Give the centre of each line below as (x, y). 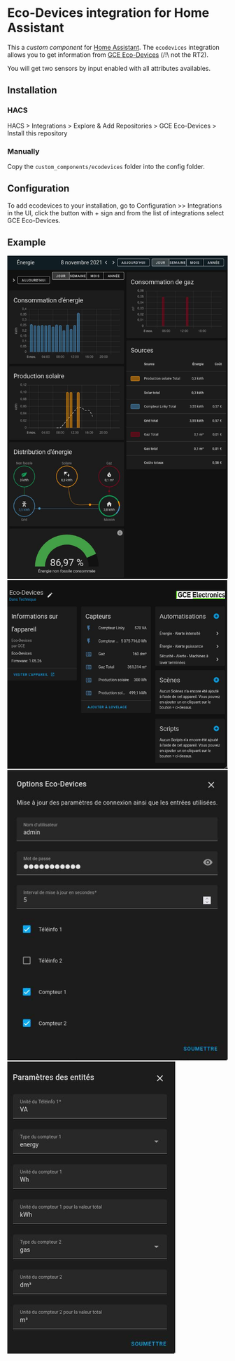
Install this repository (37, 133)
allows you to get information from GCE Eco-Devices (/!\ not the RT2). (108, 55)
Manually (23, 151)
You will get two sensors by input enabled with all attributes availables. (109, 68)
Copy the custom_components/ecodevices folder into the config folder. (106, 166)
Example (27, 242)
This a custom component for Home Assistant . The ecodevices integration (114, 47)
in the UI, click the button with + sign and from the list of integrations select (116, 213)
